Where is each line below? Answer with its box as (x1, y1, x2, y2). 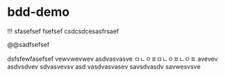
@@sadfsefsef (7, 40, 50, 48)
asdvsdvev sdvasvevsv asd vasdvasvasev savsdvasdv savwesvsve (7, 62, 201, 70)
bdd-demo (7, 4, 70, 20)
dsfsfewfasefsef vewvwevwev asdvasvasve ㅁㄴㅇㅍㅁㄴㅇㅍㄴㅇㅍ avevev (7, 55, 218, 63)
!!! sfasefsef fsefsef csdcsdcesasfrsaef (7, 27, 119, 35)
